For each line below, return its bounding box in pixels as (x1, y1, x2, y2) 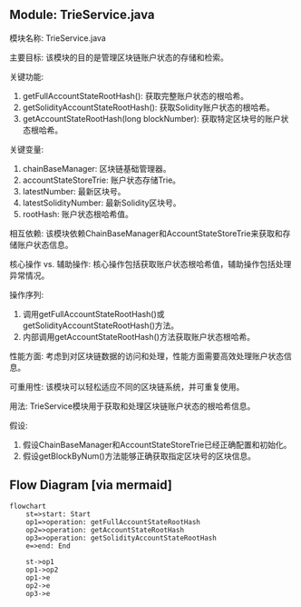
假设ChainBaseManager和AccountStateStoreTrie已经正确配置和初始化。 (22, 439, 292, 450)
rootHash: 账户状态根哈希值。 (22, 208, 134, 219)
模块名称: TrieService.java (9, 32, 106, 44)
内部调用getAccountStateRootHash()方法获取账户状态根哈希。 (22, 331, 256, 342)
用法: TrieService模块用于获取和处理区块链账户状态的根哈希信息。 (9, 400, 256, 412)
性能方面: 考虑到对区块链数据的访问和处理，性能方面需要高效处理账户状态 (9, 350, 284, 362)
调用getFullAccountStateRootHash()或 (22, 308, 165, 319)
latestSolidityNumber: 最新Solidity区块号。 (22, 197, 181, 208)
